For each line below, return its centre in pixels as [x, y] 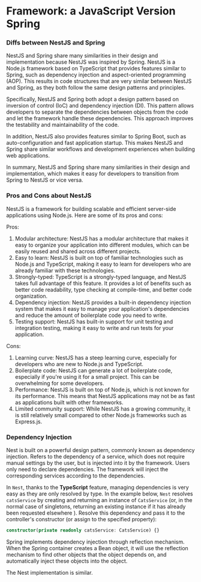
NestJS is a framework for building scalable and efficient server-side [91, 209]
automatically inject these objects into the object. [67, 561]
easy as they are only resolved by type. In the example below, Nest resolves [100, 494]
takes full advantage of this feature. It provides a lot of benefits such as [103, 283]
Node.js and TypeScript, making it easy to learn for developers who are [103, 264]
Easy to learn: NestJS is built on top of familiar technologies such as [99, 257]
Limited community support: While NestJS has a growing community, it [103, 409]
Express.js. [28, 421]
